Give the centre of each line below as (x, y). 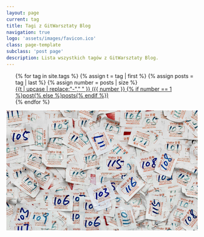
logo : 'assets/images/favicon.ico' (51, 39)
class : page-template (34, 45)
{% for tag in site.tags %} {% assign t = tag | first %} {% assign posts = (104, 76)
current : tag (23, 19)
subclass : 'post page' (35, 52)
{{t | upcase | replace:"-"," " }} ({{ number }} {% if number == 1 (93, 89)
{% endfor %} (32, 102)
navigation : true (28, 32)
